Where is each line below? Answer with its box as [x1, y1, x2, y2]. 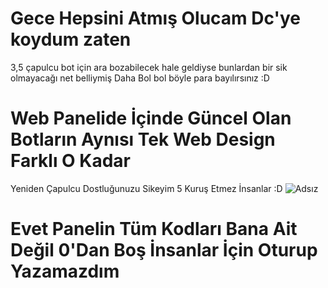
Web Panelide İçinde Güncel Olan [10, 107, 292, 130]
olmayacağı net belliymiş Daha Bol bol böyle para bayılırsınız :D [10, 72, 270, 84]
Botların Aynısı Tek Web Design [10, 128, 276, 151]
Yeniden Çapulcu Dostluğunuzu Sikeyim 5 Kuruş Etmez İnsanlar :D [10, 182, 283, 194]
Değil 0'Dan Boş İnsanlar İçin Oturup [10, 239, 318, 262]
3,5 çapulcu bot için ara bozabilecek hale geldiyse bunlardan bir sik [10, 61, 288, 73]
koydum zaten [10, 28, 132, 51]
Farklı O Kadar [10, 150, 132, 172]
